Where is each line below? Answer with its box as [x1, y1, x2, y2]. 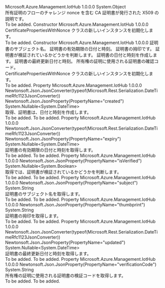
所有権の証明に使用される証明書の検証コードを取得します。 [5, 273, 126, 278]
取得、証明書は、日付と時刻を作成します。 [5, 109, 91, 115]
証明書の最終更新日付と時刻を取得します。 [5, 251, 91, 256]
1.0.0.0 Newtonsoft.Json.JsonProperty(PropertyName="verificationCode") [5, 261, 157, 267]
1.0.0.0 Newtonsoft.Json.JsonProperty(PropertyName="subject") [5, 180, 138, 186]
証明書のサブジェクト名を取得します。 [5, 191, 83, 196]
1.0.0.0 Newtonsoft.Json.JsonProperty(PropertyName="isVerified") [5, 158, 142, 164]
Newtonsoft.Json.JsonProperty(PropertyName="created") [5, 98, 124, 104]
